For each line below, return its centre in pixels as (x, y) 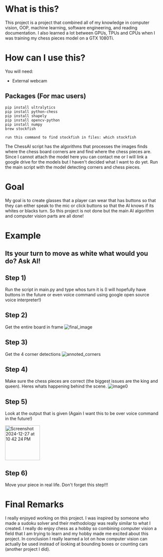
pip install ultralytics (30, 107)
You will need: (19, 71)
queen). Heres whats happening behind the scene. (56, 386)
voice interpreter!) (23, 300)
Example (23, 236)
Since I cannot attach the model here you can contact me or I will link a (76, 157)
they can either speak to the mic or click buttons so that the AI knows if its (80, 206)
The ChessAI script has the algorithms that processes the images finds (76, 146)
